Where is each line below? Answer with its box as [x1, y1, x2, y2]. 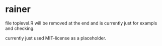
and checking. [5, 25, 35, 31]
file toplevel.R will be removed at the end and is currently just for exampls [5, 20, 157, 26]
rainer [5, 3, 31, 15]
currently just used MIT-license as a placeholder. [5, 35, 107, 41]
